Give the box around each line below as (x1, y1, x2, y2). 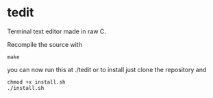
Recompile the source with (7, 40, 82, 48)
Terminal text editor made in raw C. (7, 27, 106, 35)
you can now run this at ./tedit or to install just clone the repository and (7, 65, 207, 73)
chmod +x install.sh (7, 78, 66, 86)
